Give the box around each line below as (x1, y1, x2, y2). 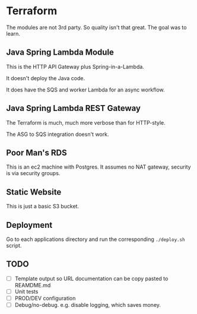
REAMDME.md (14, 281, 51, 288)
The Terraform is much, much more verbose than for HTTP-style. (6, 119, 166, 126)
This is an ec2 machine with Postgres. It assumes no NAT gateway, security (6, 163, 191, 170)
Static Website (6, 187, 62, 197)
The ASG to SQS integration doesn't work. (6, 131, 109, 138)
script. (6, 242, 22, 249)
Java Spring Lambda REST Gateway (6, 103, 141, 113)
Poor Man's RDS (6, 147, 67, 158)
